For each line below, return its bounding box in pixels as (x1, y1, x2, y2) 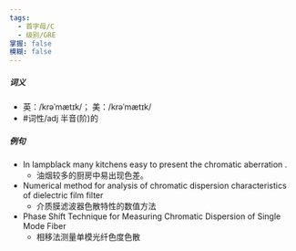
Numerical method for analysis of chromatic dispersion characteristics (22, 180, 287, 192)
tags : (9, 13, 30, 23)
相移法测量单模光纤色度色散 (36, 232, 141, 243)
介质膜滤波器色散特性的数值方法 (36, 201, 157, 212)
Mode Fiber (22, 221, 66, 232)
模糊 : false (9, 47, 52, 57)
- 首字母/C (17, 22, 55, 31)
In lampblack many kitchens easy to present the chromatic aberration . (22, 159, 288, 170)
